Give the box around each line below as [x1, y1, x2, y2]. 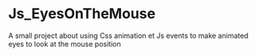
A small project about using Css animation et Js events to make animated [8, 31, 249, 40]
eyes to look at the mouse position [8, 39, 121, 48]
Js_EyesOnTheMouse [8, 5, 156, 23]
